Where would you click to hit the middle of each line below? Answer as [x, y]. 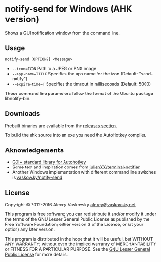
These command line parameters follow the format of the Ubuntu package [79, 93]
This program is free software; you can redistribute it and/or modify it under [81, 214]
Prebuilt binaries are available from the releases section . [61, 126]
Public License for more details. [37, 255]
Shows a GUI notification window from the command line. [63, 33]
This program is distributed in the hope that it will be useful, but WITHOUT [79, 239]
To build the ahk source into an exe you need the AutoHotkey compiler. [76, 135]
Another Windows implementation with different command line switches [84, 172]
